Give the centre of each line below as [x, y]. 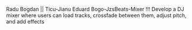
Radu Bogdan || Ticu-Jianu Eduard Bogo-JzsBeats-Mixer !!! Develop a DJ [95, 9]
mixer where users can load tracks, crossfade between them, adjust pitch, [97, 15]
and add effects [25, 21]
